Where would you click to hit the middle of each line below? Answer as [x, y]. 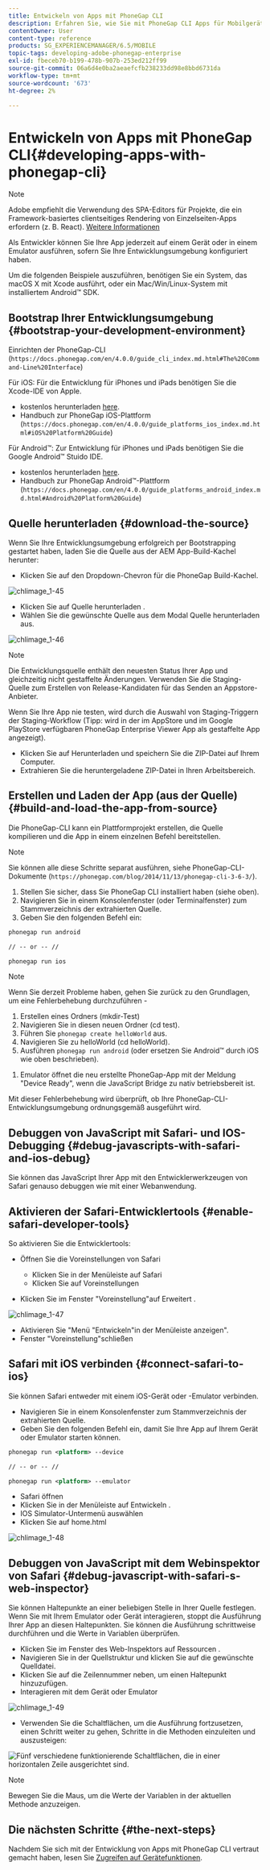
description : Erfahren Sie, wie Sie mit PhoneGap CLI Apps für [117, 23]
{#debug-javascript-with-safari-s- [152, 1575]
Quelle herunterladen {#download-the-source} [129, 524]
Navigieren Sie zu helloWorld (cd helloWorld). [95, 1042]
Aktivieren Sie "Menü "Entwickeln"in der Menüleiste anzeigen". [124, 1330]
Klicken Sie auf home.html [63, 1522]
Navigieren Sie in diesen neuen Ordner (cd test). [100, 1025]
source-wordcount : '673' [50, 83]
